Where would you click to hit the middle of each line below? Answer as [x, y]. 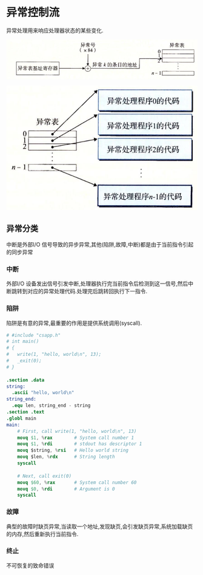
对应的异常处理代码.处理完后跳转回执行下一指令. [87, 291]
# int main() [23, 342]
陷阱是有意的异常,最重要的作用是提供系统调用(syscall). [74, 323]
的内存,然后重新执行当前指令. [42, 534]
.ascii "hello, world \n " [43, 393]
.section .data [25, 380]
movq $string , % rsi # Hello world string [73, 451]
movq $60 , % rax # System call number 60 [77, 482]
